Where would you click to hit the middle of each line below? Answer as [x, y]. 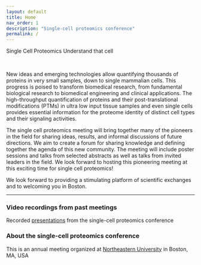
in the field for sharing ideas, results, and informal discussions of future [94, 137]
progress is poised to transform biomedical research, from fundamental [94, 87]
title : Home [21, 17]
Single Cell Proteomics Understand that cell [60, 51]
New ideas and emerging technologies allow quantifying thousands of [92, 74]
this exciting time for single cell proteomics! [60, 169]
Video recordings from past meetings [62, 208]
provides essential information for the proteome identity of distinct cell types [100, 112]
